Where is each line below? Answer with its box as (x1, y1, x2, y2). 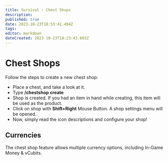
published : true (5, 17, 39, 22)
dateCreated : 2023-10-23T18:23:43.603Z (5, 36, 89, 41)
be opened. (12, 111, 37, 117)
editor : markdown (5, 31, 42, 36)
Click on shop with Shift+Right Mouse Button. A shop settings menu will (12, 105, 163, 111)
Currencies (5, 131, 41, 140)
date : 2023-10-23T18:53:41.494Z (5, 21, 73, 27)
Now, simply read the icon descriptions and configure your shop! (12, 116, 147, 122)
